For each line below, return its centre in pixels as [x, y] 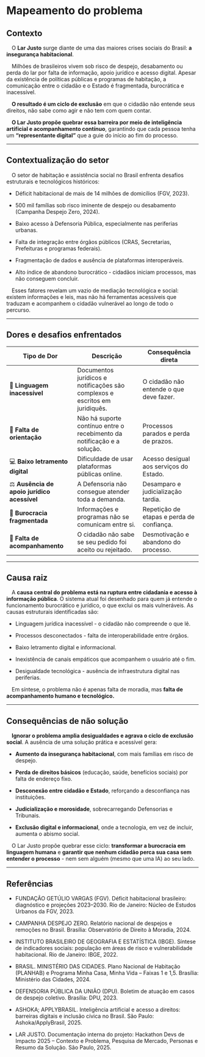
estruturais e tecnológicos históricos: [53, 182]
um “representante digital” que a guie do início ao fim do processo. [92, 135]
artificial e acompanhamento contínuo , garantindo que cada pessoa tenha [101, 129]
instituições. [31, 797]
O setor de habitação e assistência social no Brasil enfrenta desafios [98, 175]
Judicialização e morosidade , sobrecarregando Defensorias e [94, 809]
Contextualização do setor [58, 160]
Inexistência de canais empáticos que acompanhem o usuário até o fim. [106, 659]
